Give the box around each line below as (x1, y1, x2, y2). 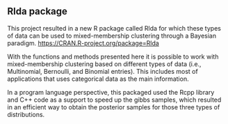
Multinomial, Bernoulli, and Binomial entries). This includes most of (7, 67, 198, 75)
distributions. (7, 110, 45, 118)
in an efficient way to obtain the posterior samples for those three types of (7, 102, 220, 111)
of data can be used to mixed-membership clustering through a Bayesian (7, 31, 217, 40)
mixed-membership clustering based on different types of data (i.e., (7, 59, 202, 68)
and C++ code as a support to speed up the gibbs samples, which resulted (7, 95, 222, 104)
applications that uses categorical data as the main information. (7, 75, 189, 83)
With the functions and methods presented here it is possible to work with (7, 52, 219, 61)
